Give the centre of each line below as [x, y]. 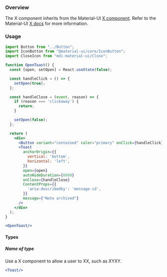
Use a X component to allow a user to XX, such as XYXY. [63, 261]
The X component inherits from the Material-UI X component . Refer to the [81, 18]
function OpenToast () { [30, 65]
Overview [17, 7]
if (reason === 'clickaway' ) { [46, 102]
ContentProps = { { [40, 184]
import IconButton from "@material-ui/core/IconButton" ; [65, 51]
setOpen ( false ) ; [31, 120]
